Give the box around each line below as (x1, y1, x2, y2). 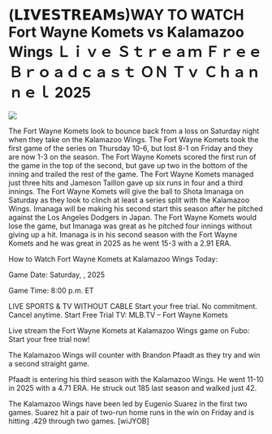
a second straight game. (8, 358, 90, 368)
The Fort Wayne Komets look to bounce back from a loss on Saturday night (8, 126, 260, 136)
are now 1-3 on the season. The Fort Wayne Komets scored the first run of (8, 152, 257, 162)
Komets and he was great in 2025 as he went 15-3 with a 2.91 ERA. (8, 238, 232, 248)
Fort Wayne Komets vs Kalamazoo (8, 23, 245, 41)
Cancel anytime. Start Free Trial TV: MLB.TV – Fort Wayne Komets (8, 310, 229, 319)
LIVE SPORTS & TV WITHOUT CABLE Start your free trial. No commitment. (8, 301, 258, 310)
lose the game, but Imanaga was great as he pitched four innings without (8, 221, 253, 231)
